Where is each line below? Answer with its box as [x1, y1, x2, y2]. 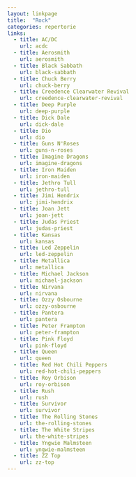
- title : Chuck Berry [13, 75, 77, 83]
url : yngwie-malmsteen [20, 446, 86, 453]
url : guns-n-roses [20, 147, 73, 154]
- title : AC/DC [13, 36, 58, 43]
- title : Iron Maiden [13, 166, 77, 173]
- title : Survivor [13, 400, 68, 408]
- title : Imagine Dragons [13, 153, 89, 161]
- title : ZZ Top [13, 453, 61, 460]
